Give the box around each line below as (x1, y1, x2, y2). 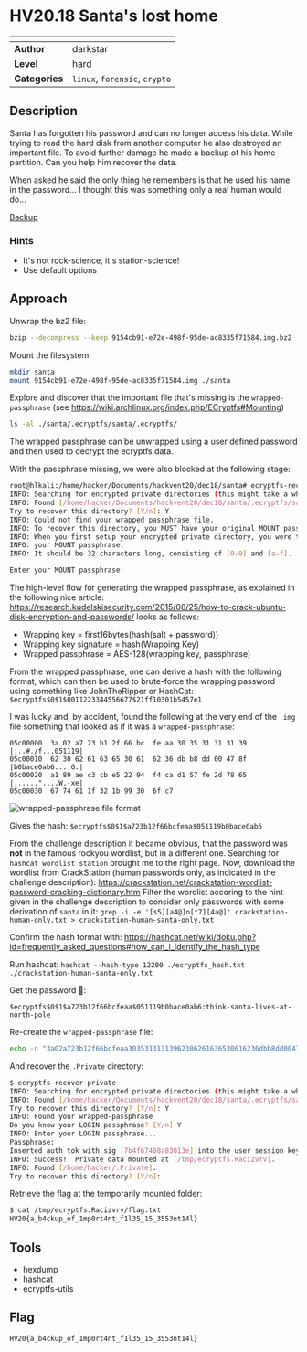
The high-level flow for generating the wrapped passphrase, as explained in (9, 582, 295, 594)
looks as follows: (136, 611, 199, 622)
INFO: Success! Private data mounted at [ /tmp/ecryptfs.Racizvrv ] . (9, 1155, 276, 1164)
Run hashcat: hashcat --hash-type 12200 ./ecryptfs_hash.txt (9, 959, 246, 970)
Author (14, 42, 46, 55)
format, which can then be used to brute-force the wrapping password (9, 676, 276, 687)
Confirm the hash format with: (9, 932, 122, 943)
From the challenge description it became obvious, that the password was (9, 838, 288, 850)
